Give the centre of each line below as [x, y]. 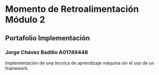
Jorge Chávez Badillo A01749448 [47, 52]
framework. [17, 68]
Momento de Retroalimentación [72, 9]
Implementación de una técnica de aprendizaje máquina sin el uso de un [80, 63]
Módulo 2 [25, 20]
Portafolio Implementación [47, 38]
